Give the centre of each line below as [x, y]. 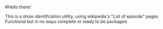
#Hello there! [18, 7]
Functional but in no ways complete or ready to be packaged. [66, 22]
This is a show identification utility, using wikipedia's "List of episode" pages [82, 16]
